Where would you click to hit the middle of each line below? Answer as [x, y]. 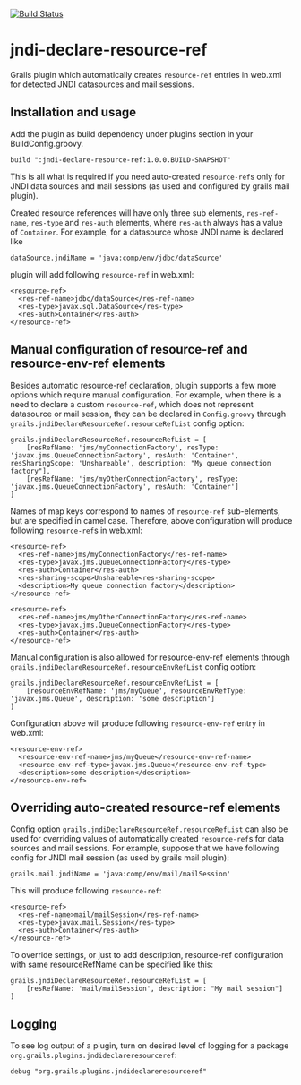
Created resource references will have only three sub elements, [127, 213]
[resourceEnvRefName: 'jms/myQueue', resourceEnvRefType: [137, 691]
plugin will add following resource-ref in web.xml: [102, 274]
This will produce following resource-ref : [86, 891]
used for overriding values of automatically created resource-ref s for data [147, 839]
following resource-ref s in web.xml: [76, 530]
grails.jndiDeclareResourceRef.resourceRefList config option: [127, 423]
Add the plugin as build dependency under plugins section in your [132, 133]
